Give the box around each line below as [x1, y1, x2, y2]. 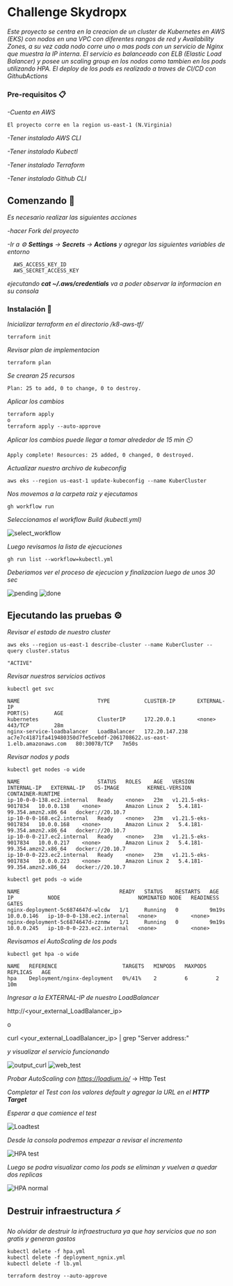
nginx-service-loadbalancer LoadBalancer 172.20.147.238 [7, 728, 188, 735]
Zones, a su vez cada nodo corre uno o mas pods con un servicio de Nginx [7, 42, 224, 50]
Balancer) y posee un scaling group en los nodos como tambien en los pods [7, 57, 226, 65]
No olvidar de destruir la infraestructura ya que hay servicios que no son [7, 1227, 217, 1235]
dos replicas [7, 1170, 43, 1179]
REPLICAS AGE [7, 969, 51, 976]
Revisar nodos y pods [7, 753, 70, 761]
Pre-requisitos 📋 [7, 89, 66, 99]
